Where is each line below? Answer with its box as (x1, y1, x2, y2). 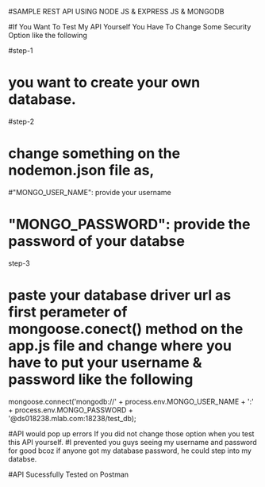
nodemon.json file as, (8, 162, 155, 179)
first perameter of (8, 303, 128, 320)
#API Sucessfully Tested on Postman (8, 470, 129, 479)
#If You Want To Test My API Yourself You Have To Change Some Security (8, 22, 252, 31)
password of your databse (8, 232, 185, 251)
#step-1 (8, 46, 33, 55)
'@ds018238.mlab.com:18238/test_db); (8, 413, 136, 423)
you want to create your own (8, 74, 201, 92)
